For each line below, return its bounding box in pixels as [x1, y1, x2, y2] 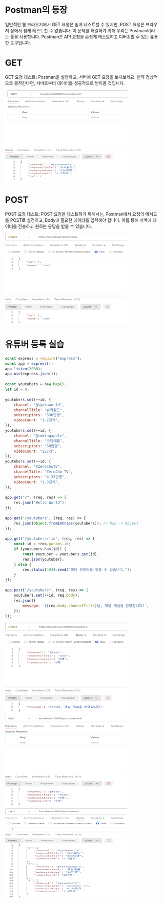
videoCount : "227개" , [14, 449, 57, 454]
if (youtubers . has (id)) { [14, 546, 67, 552]
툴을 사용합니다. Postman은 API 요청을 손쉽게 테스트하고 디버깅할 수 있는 [10, 34, 149, 40]
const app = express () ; [5, 361, 54, 366]
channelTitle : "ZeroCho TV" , [14, 469, 73, 474]
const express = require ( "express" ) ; [5, 356, 82, 361]
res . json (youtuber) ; [22, 557, 64, 562]
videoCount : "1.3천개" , [14, 480, 60, 484]
